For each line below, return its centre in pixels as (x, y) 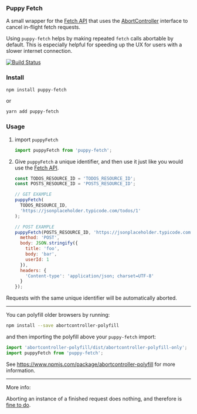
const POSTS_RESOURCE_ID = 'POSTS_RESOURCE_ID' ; (75, 184)
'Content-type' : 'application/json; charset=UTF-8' (90, 276)
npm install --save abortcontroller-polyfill (62, 326)
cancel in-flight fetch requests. (43, 27)
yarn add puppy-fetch (33, 112)
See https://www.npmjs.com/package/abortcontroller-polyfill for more (91, 364)
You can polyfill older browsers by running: (58, 315)
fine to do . (18, 405)
